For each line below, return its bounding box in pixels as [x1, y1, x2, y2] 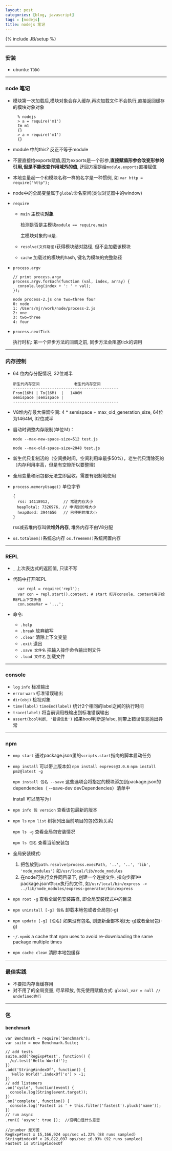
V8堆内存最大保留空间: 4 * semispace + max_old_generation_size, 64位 [12, 409, 163, 415]
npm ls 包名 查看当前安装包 [12, 839, 70, 846]
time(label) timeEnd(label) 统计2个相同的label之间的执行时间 [12, 703, 144, 709]
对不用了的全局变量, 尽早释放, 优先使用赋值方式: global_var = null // [12, 987, 161, 994]
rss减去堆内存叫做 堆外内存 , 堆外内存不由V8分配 [12, 524, 114, 531]
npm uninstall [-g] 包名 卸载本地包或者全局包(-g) [12, 907, 119, 913]
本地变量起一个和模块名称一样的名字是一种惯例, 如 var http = [12, 174, 143, 180]
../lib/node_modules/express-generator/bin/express [20, 886, 133, 892]
